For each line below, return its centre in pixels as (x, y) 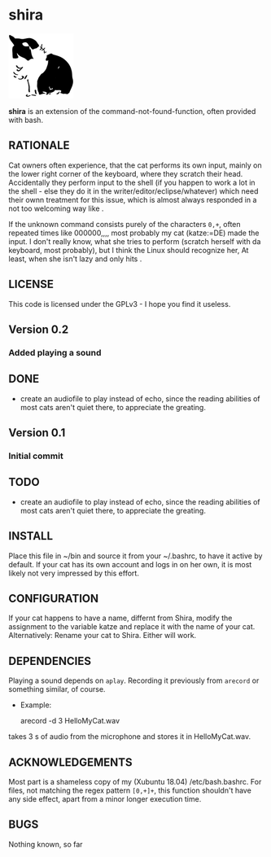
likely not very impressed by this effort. (74, 573)
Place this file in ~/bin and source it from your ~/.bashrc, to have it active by (135, 556)
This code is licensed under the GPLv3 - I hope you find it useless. (120, 304)
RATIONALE (39, 145)
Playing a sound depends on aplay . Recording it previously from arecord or (134, 680)
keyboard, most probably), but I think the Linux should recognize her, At (129, 250)
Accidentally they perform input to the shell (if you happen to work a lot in (132, 182)
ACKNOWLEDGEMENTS (70, 762)
